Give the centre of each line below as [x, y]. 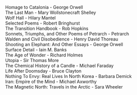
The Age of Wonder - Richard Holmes [44, 55]
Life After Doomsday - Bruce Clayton [43, 71]
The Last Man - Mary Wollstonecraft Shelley [51, 12]
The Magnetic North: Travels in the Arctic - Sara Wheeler [64, 87]
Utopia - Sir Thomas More [32, 60]
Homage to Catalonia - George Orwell [44, 7]
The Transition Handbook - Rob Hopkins [47, 28]
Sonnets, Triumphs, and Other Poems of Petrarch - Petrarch [67, 34]
